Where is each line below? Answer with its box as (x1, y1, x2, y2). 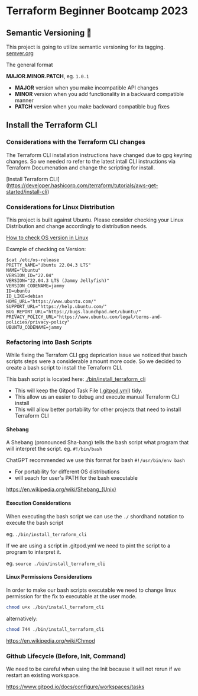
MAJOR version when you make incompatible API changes (14, 84, 158, 91)
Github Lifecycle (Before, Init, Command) (6, 652, 126, 660)
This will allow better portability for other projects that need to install (14, 406, 181, 413)
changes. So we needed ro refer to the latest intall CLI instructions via (6, 158, 176, 165)
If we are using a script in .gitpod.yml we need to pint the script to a (6, 542, 171, 549)
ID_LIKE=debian (6, 293, 44, 299)
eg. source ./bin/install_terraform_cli (6, 560, 106, 567)
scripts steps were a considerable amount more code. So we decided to (6, 358, 181, 365)
